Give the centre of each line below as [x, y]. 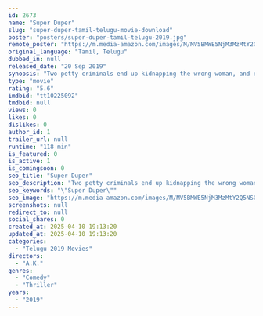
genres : [21, 271]
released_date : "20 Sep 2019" [58, 67]
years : [19, 292]
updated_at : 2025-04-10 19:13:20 [63, 234]
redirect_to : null [38, 212]
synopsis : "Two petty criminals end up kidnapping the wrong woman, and [129, 74]
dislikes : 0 [27, 125]
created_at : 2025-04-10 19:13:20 [63, 227]
